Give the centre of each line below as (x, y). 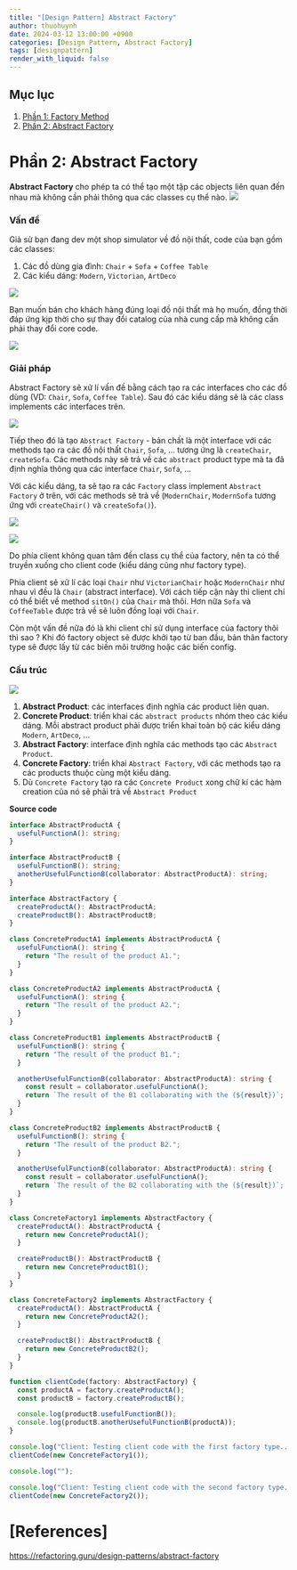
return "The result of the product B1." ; (103, 1054)
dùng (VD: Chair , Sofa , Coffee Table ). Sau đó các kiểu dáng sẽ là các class (147, 397)
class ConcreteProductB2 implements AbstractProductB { (115, 1127)
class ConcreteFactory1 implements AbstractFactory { (111, 1218)
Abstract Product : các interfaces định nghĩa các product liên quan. (145, 706)
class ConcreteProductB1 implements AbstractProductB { (115, 1038)
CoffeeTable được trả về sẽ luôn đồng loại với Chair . (104, 611)
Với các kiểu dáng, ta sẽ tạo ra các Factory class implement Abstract (136, 486)
